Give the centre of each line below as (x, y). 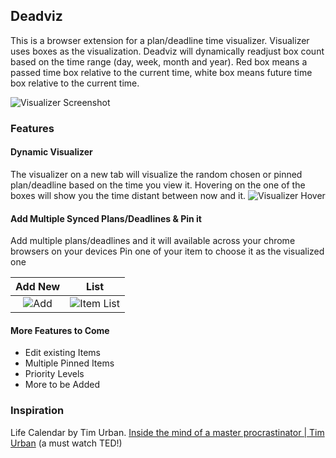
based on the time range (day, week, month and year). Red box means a (159, 61)
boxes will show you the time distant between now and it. (128, 195)
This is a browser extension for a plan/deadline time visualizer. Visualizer (160, 40)
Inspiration (37, 411)
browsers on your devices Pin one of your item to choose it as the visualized (167, 251)
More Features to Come (60, 330)
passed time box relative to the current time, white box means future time (161, 72)
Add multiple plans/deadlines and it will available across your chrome (153, 241)
